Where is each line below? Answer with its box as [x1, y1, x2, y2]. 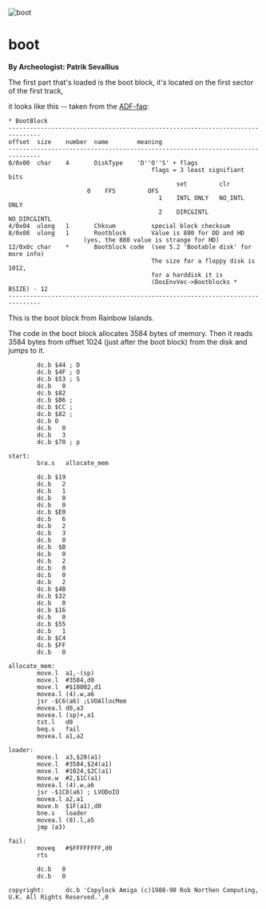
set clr [176, 180, 230, 188]
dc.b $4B [37, 585, 66, 593]
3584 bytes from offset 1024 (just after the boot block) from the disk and [8, 337, 248, 346]
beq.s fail [37, 725, 81, 733]
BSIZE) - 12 [8, 285, 48, 293]
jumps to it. [8, 345, 46, 355]
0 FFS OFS [86, 186, 159, 195]
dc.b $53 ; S [37, 374, 81, 383]
